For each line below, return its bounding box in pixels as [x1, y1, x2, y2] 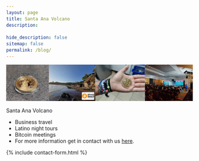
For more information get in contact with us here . [14, 137, 134, 144]
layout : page [6, 10, 38, 15]
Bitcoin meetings [14, 131, 56, 138]
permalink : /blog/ [6, 48, 52, 53]
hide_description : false [6, 34, 68, 41]
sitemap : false [6, 41, 44, 47]
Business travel [14, 118, 52, 125]
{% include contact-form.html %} [6, 149, 88, 156]
